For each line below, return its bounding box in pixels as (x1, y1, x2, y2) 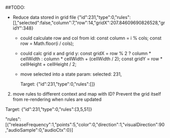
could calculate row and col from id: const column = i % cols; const (20, 35, 162, 41)
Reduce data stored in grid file (12, 14, 76, 20)
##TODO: (5, 5, 25, 10)
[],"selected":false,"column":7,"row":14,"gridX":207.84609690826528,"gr (12, 20, 165, 26)
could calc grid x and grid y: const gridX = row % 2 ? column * (20, 51, 151, 56)
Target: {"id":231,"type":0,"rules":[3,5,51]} (5, 106, 93, 112)
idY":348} (12, 25, 34, 31)
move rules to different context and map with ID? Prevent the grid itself (12, 91, 161, 97)
